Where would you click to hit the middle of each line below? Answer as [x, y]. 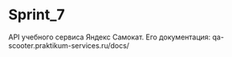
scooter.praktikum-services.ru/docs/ [69, 45]
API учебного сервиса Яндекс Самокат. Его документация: [110, 37]
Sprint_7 [37, 15]
